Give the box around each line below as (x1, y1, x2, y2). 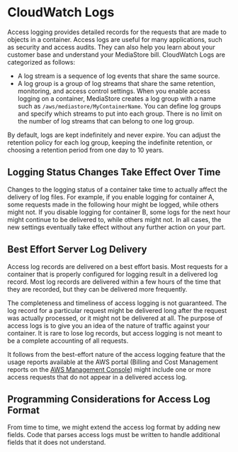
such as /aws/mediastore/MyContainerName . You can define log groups (17, 101, 222, 110)
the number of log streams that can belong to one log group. (17, 116, 195, 125)
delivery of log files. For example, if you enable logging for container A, (7, 192, 215, 201)
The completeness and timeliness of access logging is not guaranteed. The (7, 299, 227, 307)
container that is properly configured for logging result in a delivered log (7, 270, 218, 278)
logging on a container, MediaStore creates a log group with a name (17, 94, 216, 103)
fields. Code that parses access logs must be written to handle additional (7, 431, 221, 439)
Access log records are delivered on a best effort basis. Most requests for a (7, 262, 228, 270)
